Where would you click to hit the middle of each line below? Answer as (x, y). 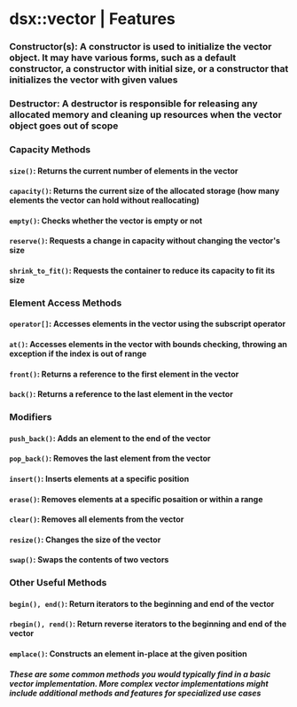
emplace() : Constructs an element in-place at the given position (129, 654)
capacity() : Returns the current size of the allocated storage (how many (145, 191)
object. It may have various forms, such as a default (123, 58)
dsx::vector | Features (92, 19)
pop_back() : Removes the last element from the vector (110, 458)
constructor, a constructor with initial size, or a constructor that (149, 69)
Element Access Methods (66, 303)
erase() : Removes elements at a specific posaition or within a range (136, 499)
